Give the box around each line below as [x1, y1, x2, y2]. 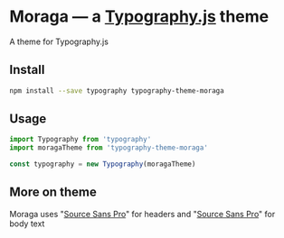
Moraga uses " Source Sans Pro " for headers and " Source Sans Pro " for [9, 208, 276, 219]
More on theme [9, 185, 97, 200]
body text [9, 218, 45, 229]
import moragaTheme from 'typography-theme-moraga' [9, 143, 208, 152]
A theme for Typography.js [9, 36, 109, 47]
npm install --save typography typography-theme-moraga [9, 86, 224, 96]
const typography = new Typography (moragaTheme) [9, 160, 196, 169]
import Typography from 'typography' [9, 135, 152, 144]
